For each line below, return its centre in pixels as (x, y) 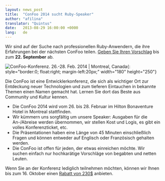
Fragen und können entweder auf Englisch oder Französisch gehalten (83, 138)
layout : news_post (24, 10)
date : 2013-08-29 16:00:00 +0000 (42, 28)
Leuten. (20, 159)
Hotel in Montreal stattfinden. (42, 112)
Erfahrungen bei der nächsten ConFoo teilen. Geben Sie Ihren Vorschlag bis (82, 52)
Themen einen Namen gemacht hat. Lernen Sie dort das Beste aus (73, 92)
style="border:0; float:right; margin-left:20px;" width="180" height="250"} (81, 72)
